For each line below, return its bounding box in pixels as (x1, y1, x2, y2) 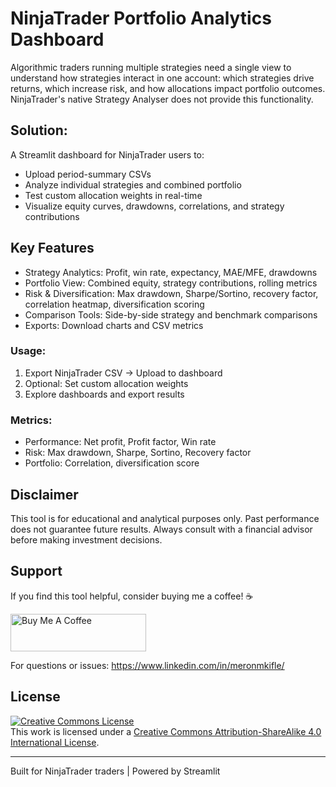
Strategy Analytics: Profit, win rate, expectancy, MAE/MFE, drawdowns (24, 266, 318, 278)
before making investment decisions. (10, 533, 163, 546)
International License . (10, 736, 100, 748)
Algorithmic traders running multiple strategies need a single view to (10, 61, 292, 73)
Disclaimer (10, 486, 79, 503)
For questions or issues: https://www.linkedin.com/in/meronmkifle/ (10, 659, 285, 671)
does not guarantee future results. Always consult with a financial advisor (10, 523, 313, 535)
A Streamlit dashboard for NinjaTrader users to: (10, 148, 205, 161)
